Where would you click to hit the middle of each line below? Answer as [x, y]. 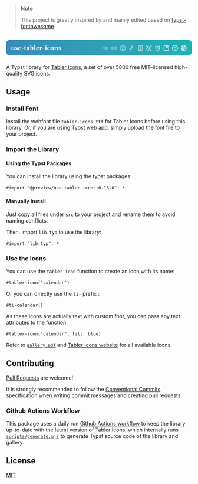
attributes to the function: [37, 322]
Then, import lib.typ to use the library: [54, 232]
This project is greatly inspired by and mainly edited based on [95, 20]
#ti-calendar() [25, 305]
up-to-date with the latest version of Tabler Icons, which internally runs [92, 430]
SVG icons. [37, 73]
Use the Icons [26, 258]
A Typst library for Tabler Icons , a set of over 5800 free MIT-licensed [90, 67]
